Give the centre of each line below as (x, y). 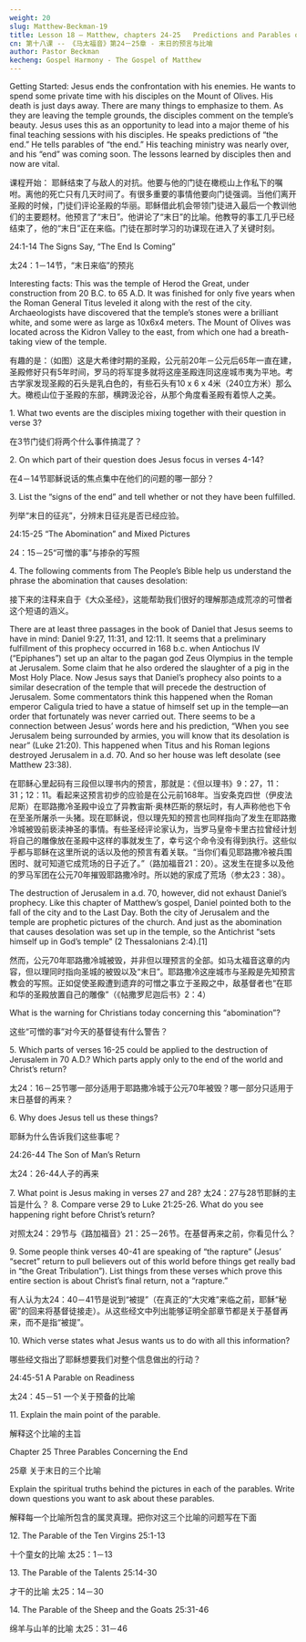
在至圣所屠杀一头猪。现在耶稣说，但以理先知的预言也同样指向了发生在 (141, 818)
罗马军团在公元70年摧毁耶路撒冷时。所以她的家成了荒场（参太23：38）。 (153, 875)
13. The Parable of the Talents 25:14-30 (83, 1573)
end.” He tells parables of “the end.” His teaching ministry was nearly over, (149, 144)
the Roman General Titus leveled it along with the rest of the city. (131, 303)
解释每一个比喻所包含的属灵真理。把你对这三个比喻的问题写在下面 (133, 1517)
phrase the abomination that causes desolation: (99, 581)
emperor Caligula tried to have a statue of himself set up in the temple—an (149, 707)
